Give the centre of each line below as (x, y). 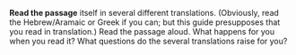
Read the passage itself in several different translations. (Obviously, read (144, 13)
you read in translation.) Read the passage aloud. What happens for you (142, 31)
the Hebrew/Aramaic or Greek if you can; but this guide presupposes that (145, 22)
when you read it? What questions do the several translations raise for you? (148, 41)
